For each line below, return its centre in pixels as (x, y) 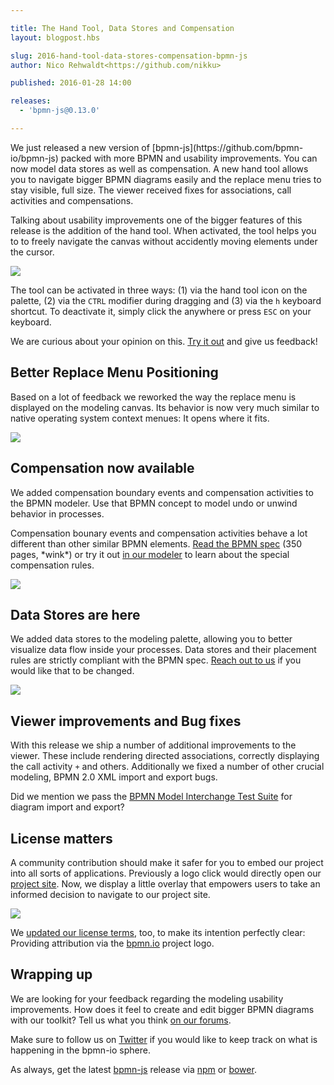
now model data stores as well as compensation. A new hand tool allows (159, 168)
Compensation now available (102, 468)
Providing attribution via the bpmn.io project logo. (112, 943)
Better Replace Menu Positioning (114, 372)
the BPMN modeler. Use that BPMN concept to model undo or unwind (154, 503)
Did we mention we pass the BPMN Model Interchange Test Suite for (151, 797)
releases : (31, 101)
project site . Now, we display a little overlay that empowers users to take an (165, 883)
